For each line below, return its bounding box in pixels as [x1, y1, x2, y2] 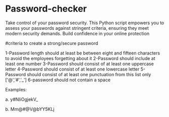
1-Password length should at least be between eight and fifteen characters [5, 50, 160, 56]
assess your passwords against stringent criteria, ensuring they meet [5, 25, 149, 31]
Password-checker [5, 3, 87, 15]
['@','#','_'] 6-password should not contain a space [5, 77, 111, 83]
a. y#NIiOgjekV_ [5, 96, 38, 102]
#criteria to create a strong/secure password [5, 40, 98, 46]
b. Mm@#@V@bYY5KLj [5, 106, 54, 112]
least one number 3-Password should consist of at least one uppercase [5, 61, 154, 67]
